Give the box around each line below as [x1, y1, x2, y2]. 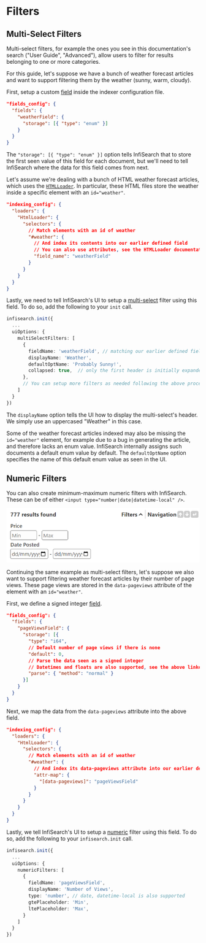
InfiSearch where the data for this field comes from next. [6, 164, 150, 171]
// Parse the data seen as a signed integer [28, 658, 144, 664]
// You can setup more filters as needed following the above [22, 380, 185, 387]
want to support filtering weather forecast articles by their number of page [6, 575, 194, 582]
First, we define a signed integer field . [6, 599, 102, 607]
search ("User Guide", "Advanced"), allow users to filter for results [6, 52, 174, 59]
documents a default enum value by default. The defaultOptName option [6, 449, 187, 456]
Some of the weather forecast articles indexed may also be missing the [6, 429, 186, 437]
